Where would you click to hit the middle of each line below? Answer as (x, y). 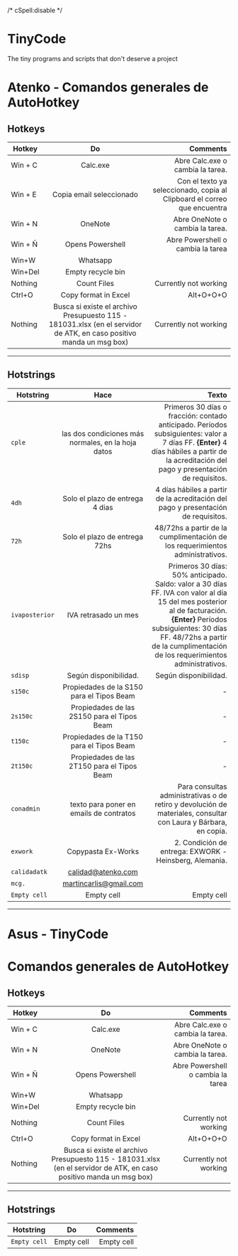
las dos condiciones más (103, 433)
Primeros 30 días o (195, 407)
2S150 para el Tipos (103, 716)
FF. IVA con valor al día (189, 592)
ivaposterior (33, 615)
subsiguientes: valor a (191, 433)
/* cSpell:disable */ (35, 10)
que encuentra (203, 208)
